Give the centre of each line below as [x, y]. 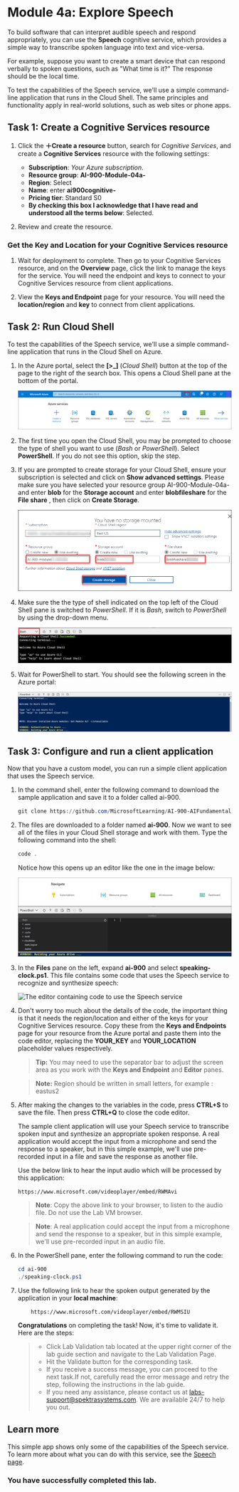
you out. [58, 1407]
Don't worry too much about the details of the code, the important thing [122, 1011]
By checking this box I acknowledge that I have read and [113, 205]
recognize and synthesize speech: [68, 983]
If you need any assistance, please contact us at [117, 1392]
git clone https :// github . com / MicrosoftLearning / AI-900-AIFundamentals [126, 812]
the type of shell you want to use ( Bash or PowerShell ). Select [108, 449]
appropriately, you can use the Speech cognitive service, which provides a [117, 39]
